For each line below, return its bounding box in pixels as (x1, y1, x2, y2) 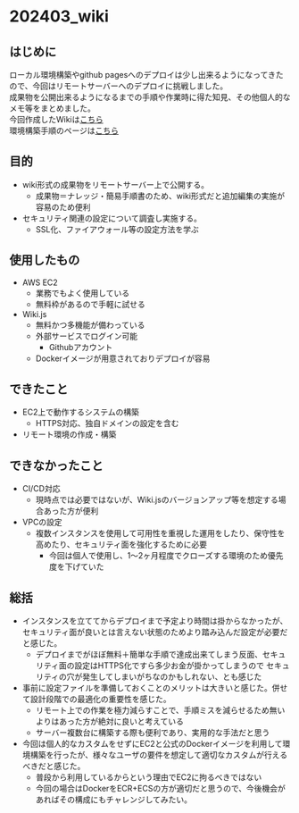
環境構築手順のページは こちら (9, 125, 119, 136)
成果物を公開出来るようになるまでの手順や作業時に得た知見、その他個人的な (9, 92, 291, 102)
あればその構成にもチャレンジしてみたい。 (35, 794, 193, 805)
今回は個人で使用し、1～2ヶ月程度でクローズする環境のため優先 (48, 550, 284, 561)
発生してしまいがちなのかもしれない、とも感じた (81, 672, 262, 683)
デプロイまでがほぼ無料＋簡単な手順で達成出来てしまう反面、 (35, 650, 263, 660)
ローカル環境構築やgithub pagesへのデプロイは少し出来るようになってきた (9, 70, 284, 80)
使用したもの (9, 253, 80, 268)
